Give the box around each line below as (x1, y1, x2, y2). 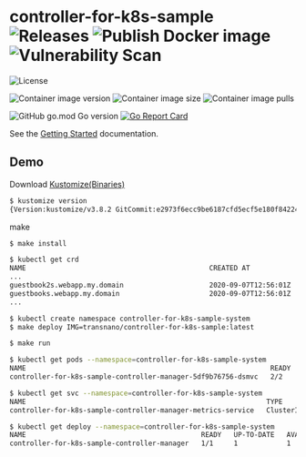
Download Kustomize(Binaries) (9, 178, 126, 189)
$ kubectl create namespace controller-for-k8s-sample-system (9, 314, 250, 323)
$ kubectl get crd (9, 255, 79, 265)
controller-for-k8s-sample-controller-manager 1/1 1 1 (9, 439, 291, 448)
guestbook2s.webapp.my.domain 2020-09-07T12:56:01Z (9, 280, 291, 289)
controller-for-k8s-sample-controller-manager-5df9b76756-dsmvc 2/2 (9, 372, 283, 381)
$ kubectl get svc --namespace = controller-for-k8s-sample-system (9, 389, 262, 398)
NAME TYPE (9, 397, 283, 406)
